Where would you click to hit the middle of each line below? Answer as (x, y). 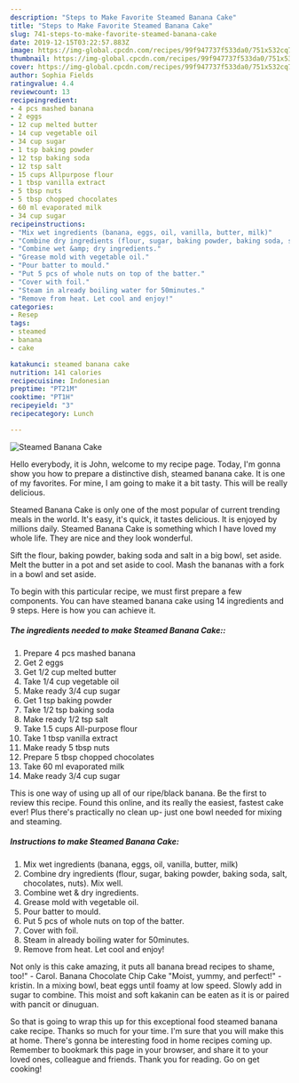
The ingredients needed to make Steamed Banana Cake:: (118, 630)
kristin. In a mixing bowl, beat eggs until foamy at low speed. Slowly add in (146, 985)
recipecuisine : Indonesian (60, 381)
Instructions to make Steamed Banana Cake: (95, 842)
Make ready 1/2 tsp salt (66, 719)
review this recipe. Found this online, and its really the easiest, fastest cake (147, 802)
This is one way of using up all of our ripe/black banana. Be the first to (138, 793)
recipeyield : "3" (42, 405)
